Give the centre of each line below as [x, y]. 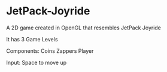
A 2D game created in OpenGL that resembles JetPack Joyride [84, 28]
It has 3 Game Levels [32, 39]
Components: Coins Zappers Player [50, 51]
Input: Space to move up [37, 62]
